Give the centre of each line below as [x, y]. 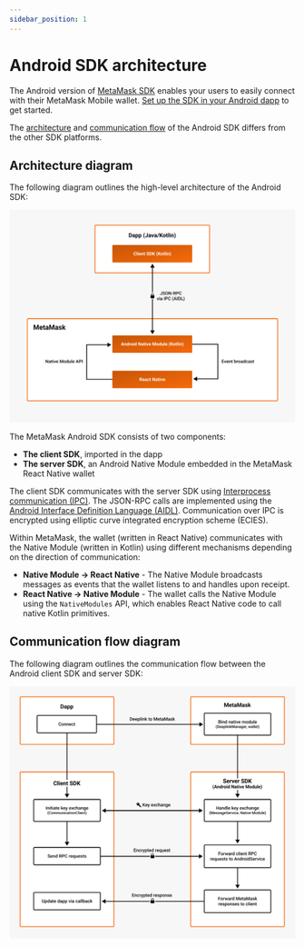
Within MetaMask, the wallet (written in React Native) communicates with [146, 537]
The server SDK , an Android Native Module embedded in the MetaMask [157, 464]
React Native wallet [59, 473]
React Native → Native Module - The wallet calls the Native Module [149, 593]
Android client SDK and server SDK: [76, 673]
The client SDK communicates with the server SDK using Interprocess [140, 491]
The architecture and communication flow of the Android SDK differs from [147, 127]
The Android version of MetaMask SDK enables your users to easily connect [152, 90]
